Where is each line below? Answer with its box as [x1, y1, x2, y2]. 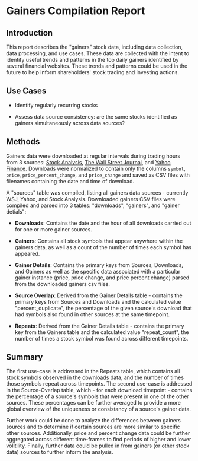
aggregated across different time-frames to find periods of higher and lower [6, 436, 191, 443]
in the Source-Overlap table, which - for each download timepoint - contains [6, 387, 193, 394]
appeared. [14, 250, 40, 257]
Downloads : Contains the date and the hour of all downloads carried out [14, 220, 191, 227]
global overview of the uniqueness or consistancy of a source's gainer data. [6, 405, 191, 413]
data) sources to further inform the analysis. [6, 449, 113, 456]
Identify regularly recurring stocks [14, 101, 98, 109]
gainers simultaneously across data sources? [14, 119, 125, 126]
